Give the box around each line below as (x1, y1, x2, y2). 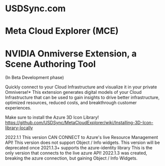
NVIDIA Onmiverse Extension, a (5, 48, 137, 59)
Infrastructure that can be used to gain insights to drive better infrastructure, (5, 94, 160, 101)
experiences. (5, 105, 32, 111)
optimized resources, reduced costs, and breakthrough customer (5, 100, 137, 106)
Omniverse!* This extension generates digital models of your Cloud (5, 89, 142, 95)
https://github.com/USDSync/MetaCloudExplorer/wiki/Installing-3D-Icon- (5, 120, 154, 126)
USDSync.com (5, 3, 66, 14)
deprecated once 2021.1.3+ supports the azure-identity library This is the (5, 145, 153, 151)
